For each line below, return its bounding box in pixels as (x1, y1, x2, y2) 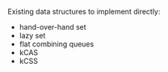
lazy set (19, 31, 46, 40)
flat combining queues (19, 39, 94, 49)
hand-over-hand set (19, 22, 86, 31)
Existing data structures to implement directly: (7, 7, 161, 16)
